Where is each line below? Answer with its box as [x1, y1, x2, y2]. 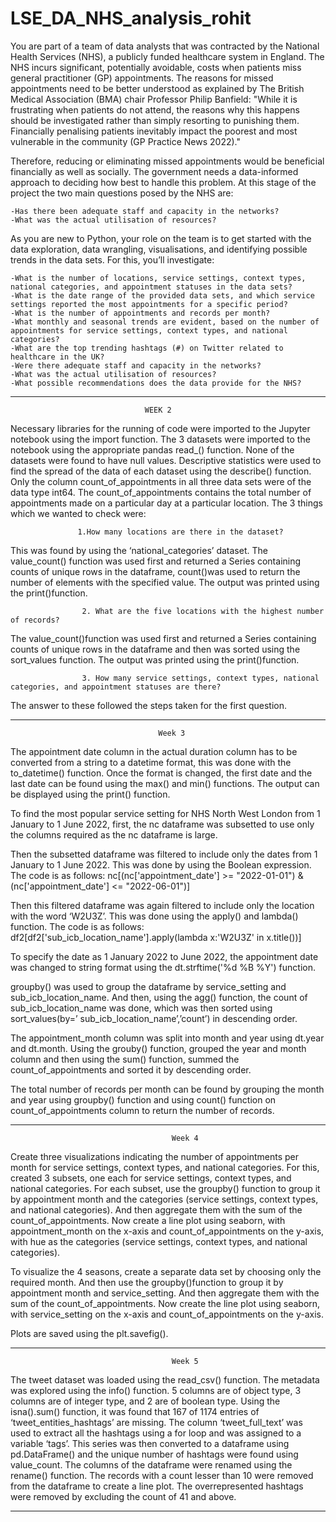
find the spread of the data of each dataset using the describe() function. [10, 465, 312, 477]
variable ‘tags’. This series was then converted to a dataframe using [10, 1437, 290, 1449]
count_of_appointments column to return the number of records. [10, 1104, 275, 1116]
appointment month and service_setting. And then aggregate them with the [10, 1287, 320, 1299]
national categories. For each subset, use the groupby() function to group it [10, 1182, 321, 1194]
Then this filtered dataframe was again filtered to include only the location [10, 899, 315, 911]
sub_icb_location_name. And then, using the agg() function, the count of [10, 991, 308, 1003]
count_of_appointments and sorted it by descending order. [10, 1063, 252, 1076]
